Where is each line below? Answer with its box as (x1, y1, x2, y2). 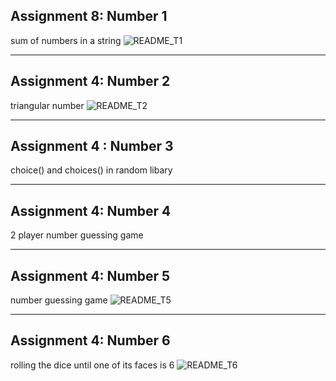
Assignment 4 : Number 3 (10, 138, 174, 155)
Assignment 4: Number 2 (10, 73, 171, 90)
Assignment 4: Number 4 (10, 202, 172, 219)
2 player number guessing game (10, 229, 144, 241)
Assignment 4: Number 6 (10, 332, 171, 349)
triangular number (10, 99, 85, 111)
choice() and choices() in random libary (10, 164, 173, 176)
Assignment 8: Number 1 (10, 8, 168, 25)
